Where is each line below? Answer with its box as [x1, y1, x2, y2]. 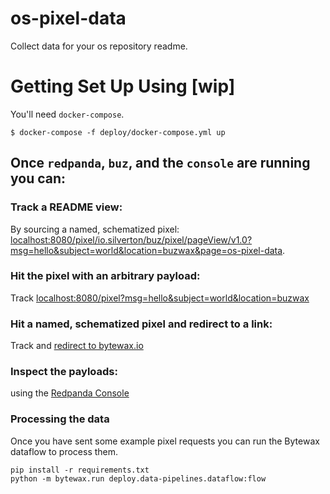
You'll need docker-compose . [10, 108, 125, 120]
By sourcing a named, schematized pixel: [10, 223, 180, 235]
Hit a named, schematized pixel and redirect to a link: [10, 317, 273, 331]
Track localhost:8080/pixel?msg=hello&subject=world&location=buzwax [10, 292, 310, 304]
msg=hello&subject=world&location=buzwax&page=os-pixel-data [10, 244, 283, 256]
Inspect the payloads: [10, 365, 118, 379]
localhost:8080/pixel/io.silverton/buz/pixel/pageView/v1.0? [10, 233, 253, 246]
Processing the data [10, 412, 110, 426]
